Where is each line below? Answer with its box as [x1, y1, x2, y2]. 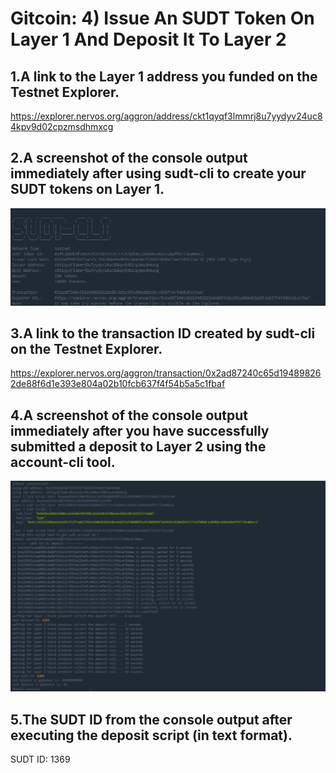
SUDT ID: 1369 [10, 753, 71, 766]
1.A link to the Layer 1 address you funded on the [10, 68, 318, 85]
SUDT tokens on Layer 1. [10, 181, 165, 198]
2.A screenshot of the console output [10, 150, 248, 167]
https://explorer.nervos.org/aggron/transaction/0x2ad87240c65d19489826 [10, 367, 322, 379]
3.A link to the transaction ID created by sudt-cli [10, 325, 316, 342]
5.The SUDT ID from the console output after [10, 711, 293, 728]
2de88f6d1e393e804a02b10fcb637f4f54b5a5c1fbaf [10, 378, 226, 390]
